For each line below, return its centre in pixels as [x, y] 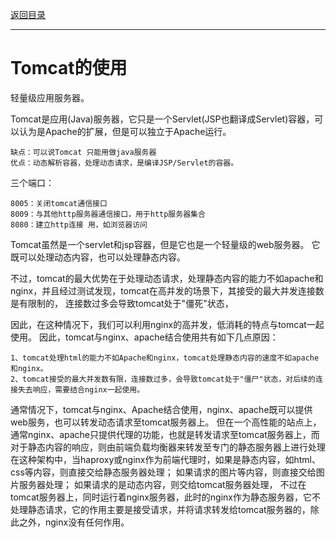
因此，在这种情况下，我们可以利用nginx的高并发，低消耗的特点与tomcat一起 [167, 324]
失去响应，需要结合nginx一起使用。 [81, 389]
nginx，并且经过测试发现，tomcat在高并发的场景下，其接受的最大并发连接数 [167, 290]
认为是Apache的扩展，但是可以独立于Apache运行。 [125, 131]
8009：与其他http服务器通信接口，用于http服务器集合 [108, 214]
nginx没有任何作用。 [87, 522]
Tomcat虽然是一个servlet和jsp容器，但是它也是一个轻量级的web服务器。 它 [165, 244]
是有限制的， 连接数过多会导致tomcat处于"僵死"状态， [122, 303]
